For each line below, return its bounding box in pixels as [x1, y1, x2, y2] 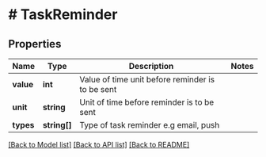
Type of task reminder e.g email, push [78, 120, 220, 130]
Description [128, 61, 174, 71]
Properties [8, 37, 62, 51]
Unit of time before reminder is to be [78, 97, 215, 108]
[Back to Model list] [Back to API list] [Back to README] [8, 140, 190, 149]
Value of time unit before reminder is [78, 74, 215, 85]
